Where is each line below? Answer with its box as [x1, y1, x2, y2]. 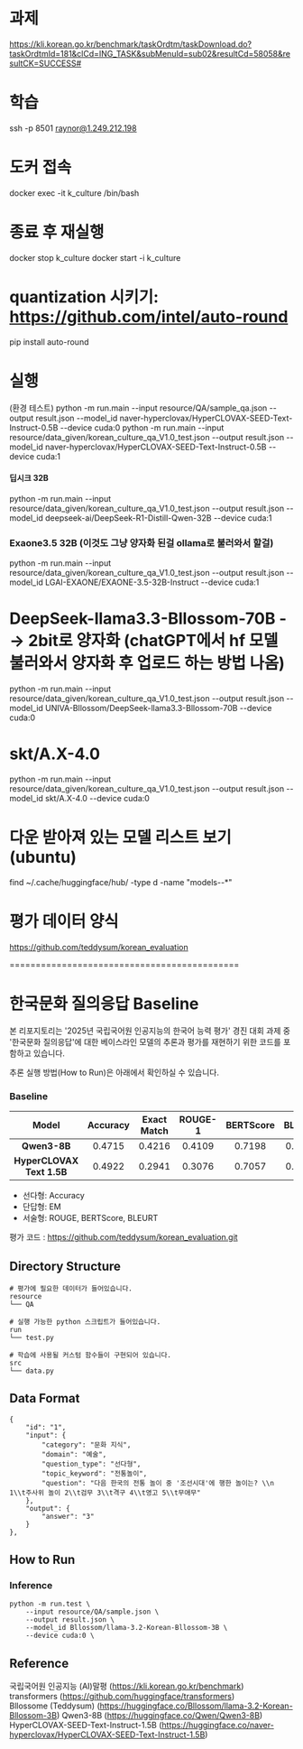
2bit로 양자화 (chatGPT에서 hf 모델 [28, 631, 279, 651]
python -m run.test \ [9, 1599, 91, 1609]
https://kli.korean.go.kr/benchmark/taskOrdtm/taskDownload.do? [9, 38, 252, 50]
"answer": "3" [41, 1512, 95, 1521]
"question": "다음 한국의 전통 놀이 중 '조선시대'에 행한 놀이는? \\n [41, 1478, 275, 1487]
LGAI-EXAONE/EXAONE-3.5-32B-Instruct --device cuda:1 [44, 577, 260, 588]
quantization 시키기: [9, 286, 160, 307]
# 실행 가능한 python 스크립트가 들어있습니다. [9, 1317, 161, 1327]
